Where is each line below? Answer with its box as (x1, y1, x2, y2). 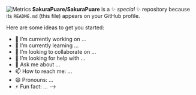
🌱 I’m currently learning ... (14, 42, 79, 49)
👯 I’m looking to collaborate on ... (14, 48, 97, 55)
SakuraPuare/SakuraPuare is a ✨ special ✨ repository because (32, 6, 191, 13)
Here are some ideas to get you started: (6, 24, 105, 31)
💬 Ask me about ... (14, 61, 61, 68)
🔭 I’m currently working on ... (14, 36, 86, 42)
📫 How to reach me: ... (14, 68, 73, 75)
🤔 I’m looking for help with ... (14, 54, 86, 62)
